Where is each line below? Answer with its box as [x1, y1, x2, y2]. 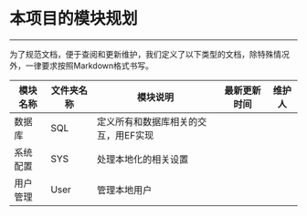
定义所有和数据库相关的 [97, 115, 198, 128]
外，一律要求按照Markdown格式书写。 [9, 60, 153, 71]
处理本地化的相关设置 [97, 152, 189, 165]
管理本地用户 [97, 183, 153, 196]
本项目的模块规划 [9, 8, 139, 29]
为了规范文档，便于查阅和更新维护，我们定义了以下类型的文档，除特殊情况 [9, 48, 290, 59]
